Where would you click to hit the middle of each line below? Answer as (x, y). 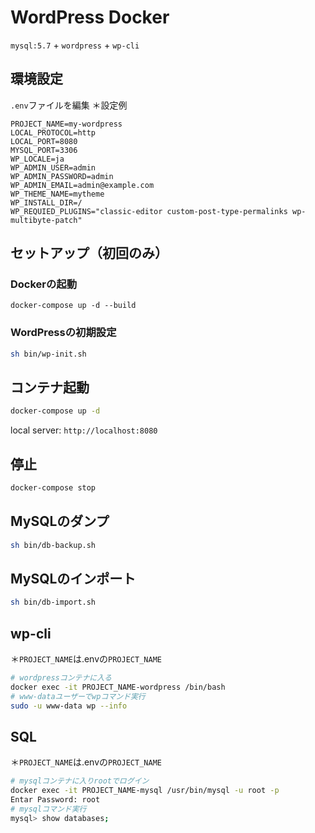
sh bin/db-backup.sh (53, 545)
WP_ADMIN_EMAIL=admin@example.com (82, 185)
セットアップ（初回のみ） (89, 253)
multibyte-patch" (46, 220)
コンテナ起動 (50, 387)
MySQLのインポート (73, 579)
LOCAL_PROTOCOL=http (53, 132)
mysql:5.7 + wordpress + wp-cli (75, 45)
